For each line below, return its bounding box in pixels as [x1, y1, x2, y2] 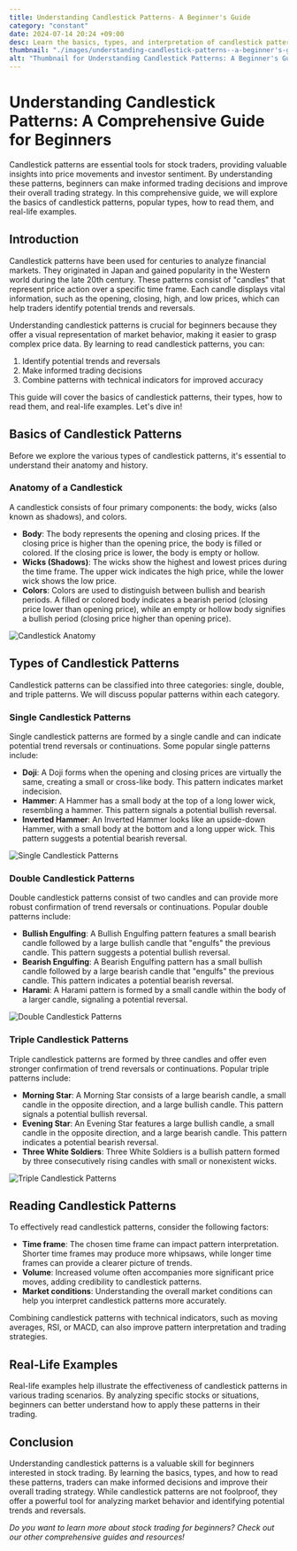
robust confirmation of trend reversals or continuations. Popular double [9, 902, 269, 912]
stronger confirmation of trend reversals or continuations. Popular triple [9, 1063, 270, 1074]
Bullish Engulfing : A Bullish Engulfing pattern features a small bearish [21, 928, 277, 939]
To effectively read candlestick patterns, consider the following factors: [9, 1221, 270, 1232]
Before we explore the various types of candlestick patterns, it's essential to [9, 450, 286, 461]
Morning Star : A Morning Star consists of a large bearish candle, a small [21, 1090, 286, 1100]
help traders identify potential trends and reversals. [9, 302, 196, 313]
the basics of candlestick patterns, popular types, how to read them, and [9, 197, 274, 207]
